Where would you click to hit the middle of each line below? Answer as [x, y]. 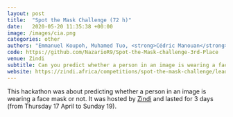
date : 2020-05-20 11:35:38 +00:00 [60, 26]
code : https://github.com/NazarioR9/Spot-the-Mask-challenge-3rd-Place [113, 53]
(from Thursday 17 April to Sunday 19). [62, 106]
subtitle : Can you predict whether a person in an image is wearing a [111, 65]
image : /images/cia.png [42, 33]
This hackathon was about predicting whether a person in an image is [107, 91]
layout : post [26, 13]
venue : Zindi [26, 59]
